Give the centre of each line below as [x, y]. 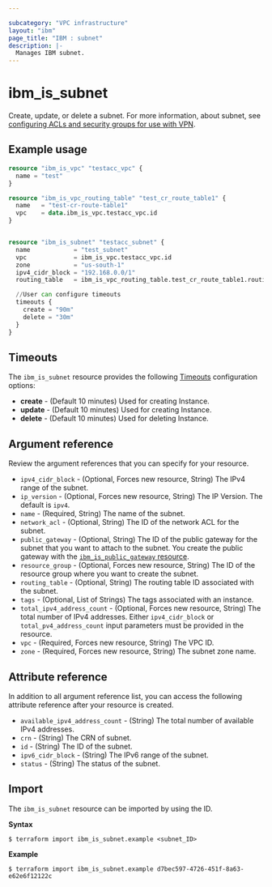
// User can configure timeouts [68, 295]
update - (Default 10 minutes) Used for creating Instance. [116, 410]
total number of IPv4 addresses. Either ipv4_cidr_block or [117, 617]
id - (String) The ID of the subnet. [76, 746]
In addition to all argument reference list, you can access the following [125, 696]
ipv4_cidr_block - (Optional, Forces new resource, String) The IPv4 [132, 480]
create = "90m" [49, 309]
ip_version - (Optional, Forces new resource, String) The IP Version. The [141, 497]
